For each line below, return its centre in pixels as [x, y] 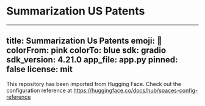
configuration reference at [39, 90]
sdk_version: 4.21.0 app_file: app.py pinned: [92, 60]
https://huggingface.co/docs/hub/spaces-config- [135, 90]
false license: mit [40, 69]
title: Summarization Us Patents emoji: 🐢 [85, 41]
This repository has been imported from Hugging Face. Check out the [94, 84]
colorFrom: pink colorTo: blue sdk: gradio [86, 51]
